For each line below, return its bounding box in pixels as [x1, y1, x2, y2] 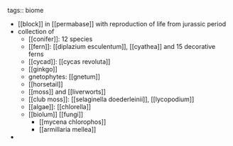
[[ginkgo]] [28, 65, 58, 73]
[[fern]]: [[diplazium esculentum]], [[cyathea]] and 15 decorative [28, 43, 216, 50]
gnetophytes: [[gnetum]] [28, 72, 101, 81]
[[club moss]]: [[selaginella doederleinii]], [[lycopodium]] [28, 95, 195, 103]
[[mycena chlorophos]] [38, 118, 107, 126]
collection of [17, 28, 55, 35]
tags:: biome [7, 6, 44, 14]
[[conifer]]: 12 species [28, 35, 93, 43]
